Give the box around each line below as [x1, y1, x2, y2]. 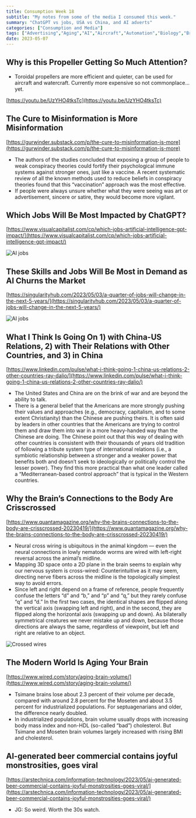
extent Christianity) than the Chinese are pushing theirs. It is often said [14, 415, 184, 422]
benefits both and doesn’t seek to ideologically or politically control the [14, 458, 185, 466]
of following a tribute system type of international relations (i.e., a [14, 446, 171, 453]
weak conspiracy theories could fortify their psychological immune [14, 162, 175, 169]
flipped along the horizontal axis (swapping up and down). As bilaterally [14, 610, 187, 618]
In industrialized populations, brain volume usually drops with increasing [14, 716, 188, 723]
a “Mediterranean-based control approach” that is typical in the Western [14, 471, 188, 478]
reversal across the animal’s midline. [14, 555, 102, 562]
